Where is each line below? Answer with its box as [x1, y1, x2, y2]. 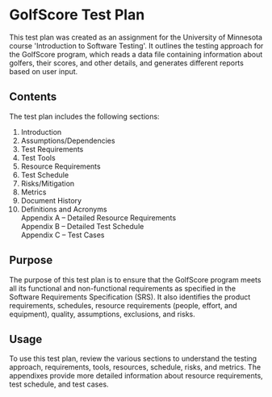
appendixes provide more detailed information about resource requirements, [9, 371, 263, 381]
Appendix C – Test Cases [20, 230, 105, 240]
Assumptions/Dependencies [20, 136, 115, 145]
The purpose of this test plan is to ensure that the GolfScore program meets [9, 274, 262, 284]
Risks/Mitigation [20, 178, 75, 188]
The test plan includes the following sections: [9, 111, 160, 121]
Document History [20, 195, 82, 205]
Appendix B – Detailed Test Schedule [20, 221, 144, 231]
